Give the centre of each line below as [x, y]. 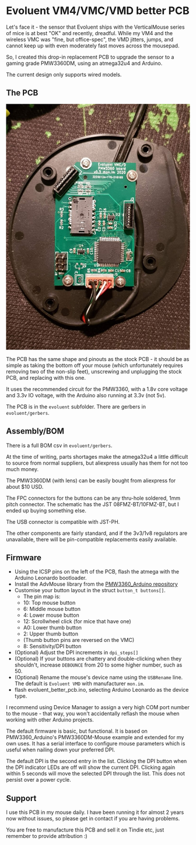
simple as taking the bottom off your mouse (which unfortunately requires [94, 365]
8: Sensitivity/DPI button [52, 646]
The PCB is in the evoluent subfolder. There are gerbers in [76, 406]
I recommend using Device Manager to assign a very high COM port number [98, 707]
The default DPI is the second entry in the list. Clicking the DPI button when [97, 761]
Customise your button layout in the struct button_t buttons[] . [90, 590]
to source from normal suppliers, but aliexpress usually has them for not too [97, 463]
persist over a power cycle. [38, 780]
